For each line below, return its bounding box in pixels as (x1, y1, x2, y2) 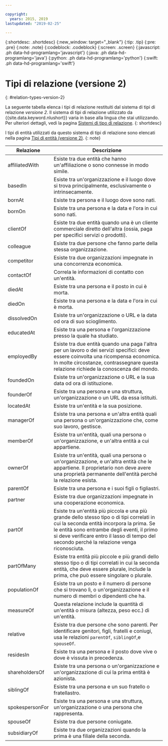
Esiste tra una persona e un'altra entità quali (53, 411, 157, 418)
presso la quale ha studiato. (53, 332, 118, 339)
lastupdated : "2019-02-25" (5, 21, 61, 26)
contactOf (7, 272, 31, 279)
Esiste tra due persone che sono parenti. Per (53, 621, 158, 628)
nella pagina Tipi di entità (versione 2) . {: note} (5, 135, 101, 141)
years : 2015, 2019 (9, 16, 48, 22)
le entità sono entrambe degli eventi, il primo (53, 526, 158, 533)
